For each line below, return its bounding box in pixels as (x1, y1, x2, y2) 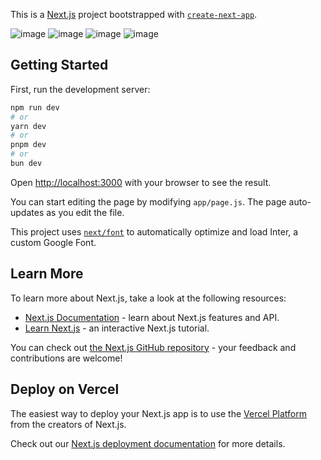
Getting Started (10, 57, 109, 74)
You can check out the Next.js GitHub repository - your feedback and (10, 341, 297, 353)
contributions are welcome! (10, 352, 123, 364)
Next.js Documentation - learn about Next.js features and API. (24, 311, 280, 323)
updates (10, 206, 45, 218)
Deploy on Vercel (10, 381, 120, 398)
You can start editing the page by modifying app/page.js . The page (10, 195, 287, 208)
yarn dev (10, 121, 47, 131)
